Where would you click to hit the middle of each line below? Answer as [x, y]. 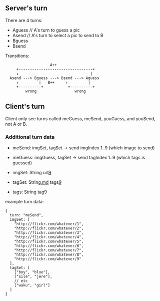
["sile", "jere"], [33, 276]
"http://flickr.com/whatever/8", [49, 254]
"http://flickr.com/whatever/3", [49, 232]
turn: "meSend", [26, 215]
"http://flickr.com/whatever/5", [49, 241]
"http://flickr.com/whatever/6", [49, 246]
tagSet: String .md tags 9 [37, 182]
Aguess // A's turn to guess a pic [46, 30]
